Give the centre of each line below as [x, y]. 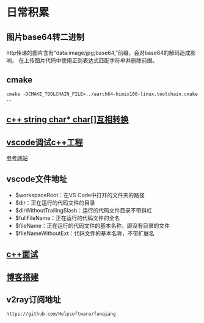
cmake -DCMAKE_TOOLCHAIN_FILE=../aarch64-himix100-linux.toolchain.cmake [102, 94]
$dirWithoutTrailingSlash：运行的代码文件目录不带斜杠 [84, 210]
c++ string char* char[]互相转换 [67, 120]
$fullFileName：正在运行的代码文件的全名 [67, 218]
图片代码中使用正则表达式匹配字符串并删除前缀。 [96, 60]
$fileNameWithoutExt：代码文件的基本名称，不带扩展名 [85, 233]
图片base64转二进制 [45, 37]
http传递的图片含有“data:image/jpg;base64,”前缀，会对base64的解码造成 [98, 53]
